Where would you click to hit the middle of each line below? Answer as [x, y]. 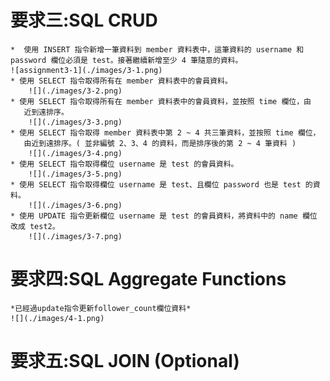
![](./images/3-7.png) [75, 236]
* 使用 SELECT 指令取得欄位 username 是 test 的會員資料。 [124, 164]
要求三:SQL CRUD [84, 20]
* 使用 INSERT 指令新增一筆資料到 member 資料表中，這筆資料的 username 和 [157, 49]
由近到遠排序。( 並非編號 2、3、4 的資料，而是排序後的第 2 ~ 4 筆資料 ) [160, 143]
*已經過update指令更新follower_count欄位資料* [101, 308]
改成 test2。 [35, 226]
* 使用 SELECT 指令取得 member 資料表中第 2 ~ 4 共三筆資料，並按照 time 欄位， [165, 132]
